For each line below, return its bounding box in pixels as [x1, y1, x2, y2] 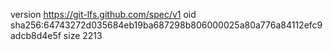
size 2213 [63, 30, 103, 41]
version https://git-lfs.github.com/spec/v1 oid [10, 9, 197, 20]
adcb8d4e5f [10, 30, 62, 41]
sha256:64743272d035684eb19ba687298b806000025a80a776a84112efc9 [10, 19, 323, 31]
